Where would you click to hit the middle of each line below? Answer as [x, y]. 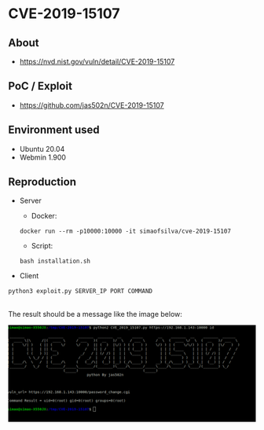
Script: [42, 246]
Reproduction [42, 182]
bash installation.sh [55, 261]
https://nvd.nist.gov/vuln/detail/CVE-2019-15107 [97, 61]
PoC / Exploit [40, 86]
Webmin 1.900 [43, 157]
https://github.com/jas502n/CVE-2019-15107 [92, 105]
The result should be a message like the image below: [95, 314]
